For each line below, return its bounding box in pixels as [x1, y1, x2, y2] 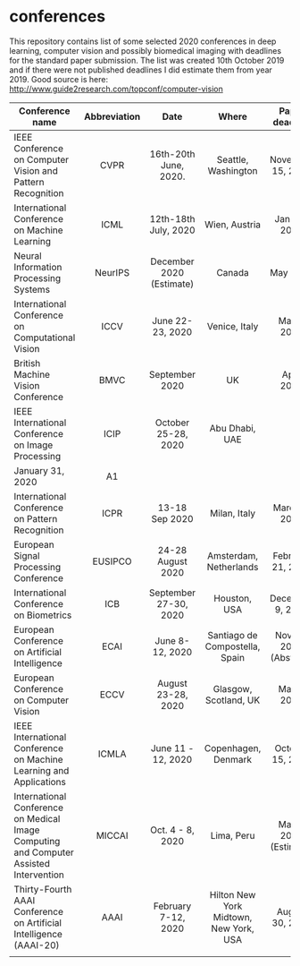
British [13, 356, 41, 369]
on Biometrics [13, 609, 72, 621]
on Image [13, 439, 54, 451]
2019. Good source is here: [9, 73, 109, 84]
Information [13, 261, 62, 273]
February [153, 900, 192, 912]
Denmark [212, 753, 253, 765]
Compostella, [204, 640, 261, 653]
